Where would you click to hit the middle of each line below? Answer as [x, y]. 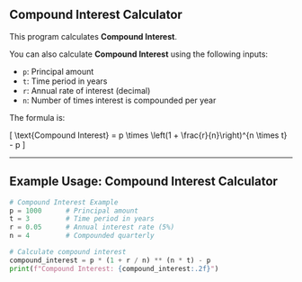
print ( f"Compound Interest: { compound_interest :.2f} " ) [114, 268]
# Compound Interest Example [64, 202]
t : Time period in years [65, 81]
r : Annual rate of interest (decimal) [86, 90]
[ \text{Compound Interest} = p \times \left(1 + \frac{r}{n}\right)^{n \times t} [148, 135]
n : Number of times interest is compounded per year [119, 100]
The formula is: [37, 117]
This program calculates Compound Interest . [93, 36]
